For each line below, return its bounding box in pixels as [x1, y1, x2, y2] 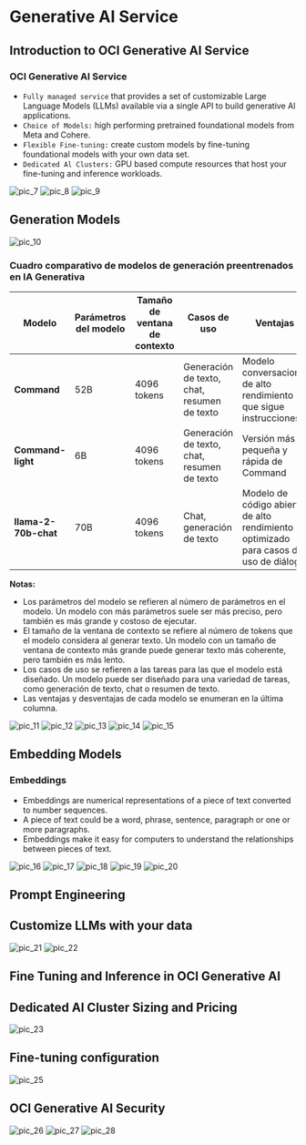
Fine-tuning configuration [9, 1050, 159, 1066]
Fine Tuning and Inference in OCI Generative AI [9, 968, 280, 985]
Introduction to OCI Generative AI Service [9, 43, 250, 58]
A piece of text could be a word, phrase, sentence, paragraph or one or [22, 813, 291, 825]
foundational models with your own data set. [22, 148, 189, 159]
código [241, 498, 272, 511]
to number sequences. [22, 804, 107, 815]
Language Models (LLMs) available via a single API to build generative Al [22, 100, 296, 111]
